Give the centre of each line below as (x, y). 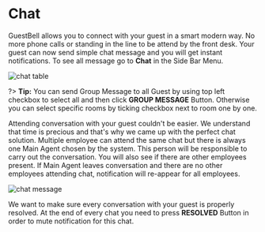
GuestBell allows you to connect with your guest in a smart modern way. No (132, 36)
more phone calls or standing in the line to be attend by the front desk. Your (131, 43)
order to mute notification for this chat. (71, 221)
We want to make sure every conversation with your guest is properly (121, 204)
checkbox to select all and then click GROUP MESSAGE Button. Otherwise (129, 99)
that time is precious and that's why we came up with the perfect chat (122, 132)
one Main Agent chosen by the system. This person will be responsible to (128, 148)
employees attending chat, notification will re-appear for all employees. (124, 174)
